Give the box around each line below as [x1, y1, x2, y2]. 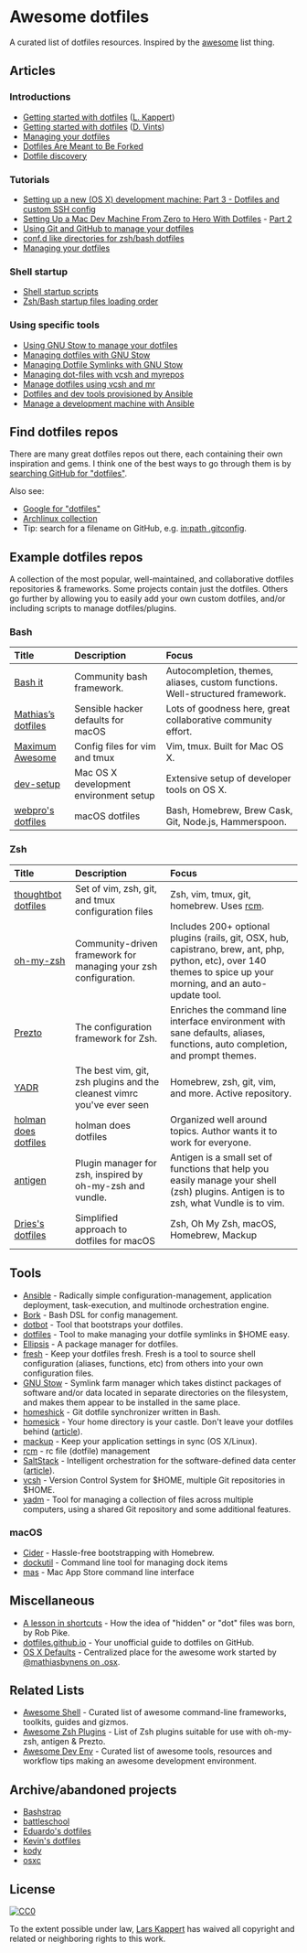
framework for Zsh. [74, 1032, 158, 1045]
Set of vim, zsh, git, [74, 882, 157, 895]
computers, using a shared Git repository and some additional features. [22, 1503, 291, 1515]
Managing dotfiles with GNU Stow [22, 349, 151, 360]
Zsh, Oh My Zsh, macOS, [170, 1217, 277, 1229]
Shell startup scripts [22, 286, 99, 297]
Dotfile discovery [22, 150, 88, 161]
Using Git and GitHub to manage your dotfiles [22, 222, 195, 234]
